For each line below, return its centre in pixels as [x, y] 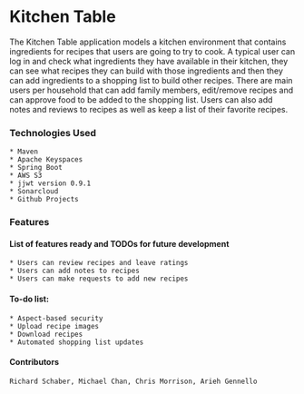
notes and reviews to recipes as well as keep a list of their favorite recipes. [149, 109]
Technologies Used [53, 133]
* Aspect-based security [56, 318]
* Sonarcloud [34, 192]
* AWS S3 [26, 176]
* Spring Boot [36, 168]
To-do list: [29, 299]
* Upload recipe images [54, 326]
